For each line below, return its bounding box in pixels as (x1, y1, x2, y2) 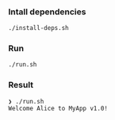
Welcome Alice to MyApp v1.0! (8, 104, 109, 112)
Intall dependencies (8, 6, 86, 17)
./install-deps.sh (8, 24, 69, 32)
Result (8, 80, 34, 91)
